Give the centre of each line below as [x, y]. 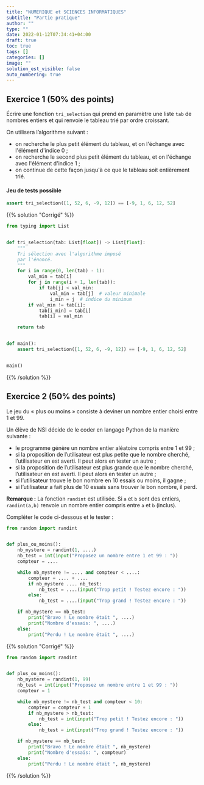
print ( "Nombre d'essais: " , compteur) [77, 752]
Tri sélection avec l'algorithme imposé [69, 254]
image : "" [19, 63]
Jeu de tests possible [34, 190]
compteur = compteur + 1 [60, 707]
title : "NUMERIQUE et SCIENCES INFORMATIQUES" [66, 12]
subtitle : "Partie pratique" [43, 18]
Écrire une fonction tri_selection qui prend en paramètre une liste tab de [99, 114]
